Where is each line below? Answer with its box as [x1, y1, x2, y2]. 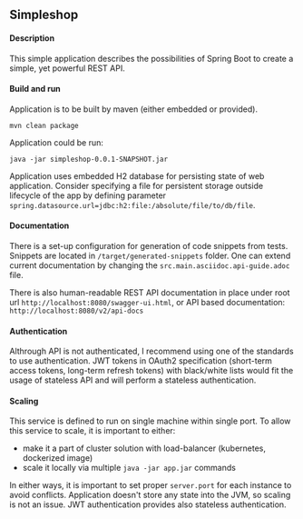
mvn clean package [9, 121, 79, 130]
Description [9, 32, 55, 44]
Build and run [9, 84, 61, 95]
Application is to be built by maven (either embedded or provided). [9, 104, 259, 115]
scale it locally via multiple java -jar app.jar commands [22, 463, 236, 474]
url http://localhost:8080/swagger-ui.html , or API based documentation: [9, 297, 286, 307]
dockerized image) [22, 453, 93, 464]
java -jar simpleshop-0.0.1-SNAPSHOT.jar [9, 155, 169, 164]
